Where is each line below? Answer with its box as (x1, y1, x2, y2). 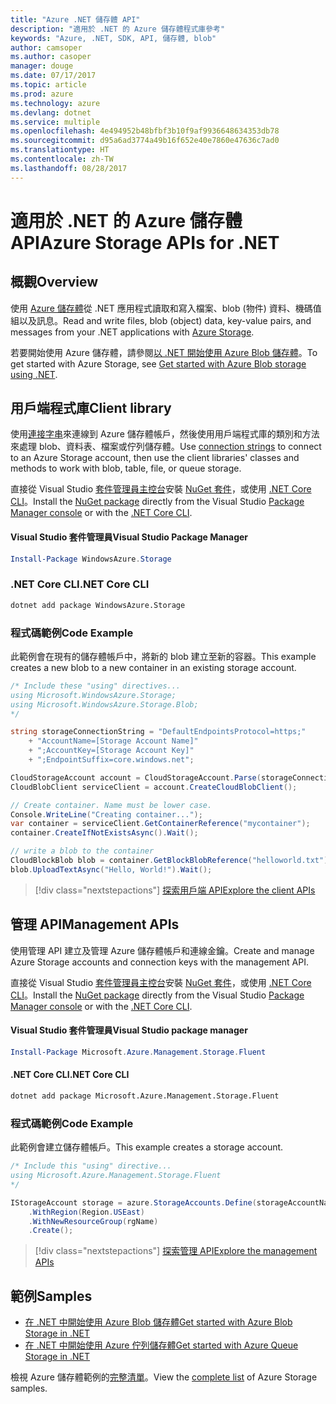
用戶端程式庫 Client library (10, 400, 172, 417)
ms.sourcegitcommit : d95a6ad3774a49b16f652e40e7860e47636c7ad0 (10, 136, 280, 146)
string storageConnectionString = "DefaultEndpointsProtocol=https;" (10, 727, 307, 737)
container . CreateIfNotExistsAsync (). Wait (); (10, 828, 199, 838)
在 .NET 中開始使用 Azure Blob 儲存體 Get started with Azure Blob (24, 1316, 293, 1328)
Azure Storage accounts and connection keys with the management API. (10, 956, 309, 968)
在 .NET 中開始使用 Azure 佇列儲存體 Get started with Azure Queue (24, 1339, 299, 1351)
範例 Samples (10, 1287, 93, 1305)
